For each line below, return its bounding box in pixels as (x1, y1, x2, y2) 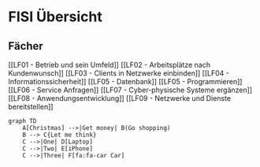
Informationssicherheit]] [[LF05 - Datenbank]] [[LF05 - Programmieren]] (8, 77, 243, 86)
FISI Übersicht (8, 8, 102, 26)
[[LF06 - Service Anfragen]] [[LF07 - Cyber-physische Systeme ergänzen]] (8, 85, 253, 95)
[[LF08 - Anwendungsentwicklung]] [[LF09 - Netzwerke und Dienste (8, 94, 231, 102)
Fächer (8, 39, 43, 53)
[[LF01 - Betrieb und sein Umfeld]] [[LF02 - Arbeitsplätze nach (8, 60, 211, 69)
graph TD (8, 117, 37, 125)
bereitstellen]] (8, 102, 54, 111)
